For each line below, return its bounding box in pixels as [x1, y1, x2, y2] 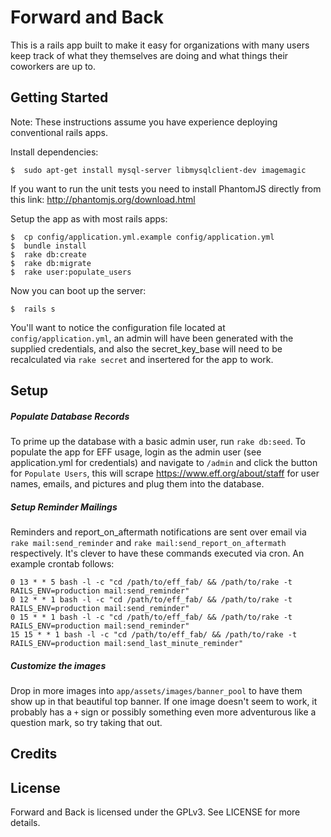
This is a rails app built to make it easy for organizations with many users [10, 39, 310, 51]
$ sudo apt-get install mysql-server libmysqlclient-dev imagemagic [10, 165, 307, 175]
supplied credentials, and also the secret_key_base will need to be [10, 342, 283, 355]
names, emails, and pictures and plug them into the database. [10, 478, 265, 490]
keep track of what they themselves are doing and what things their [10, 49, 289, 61]
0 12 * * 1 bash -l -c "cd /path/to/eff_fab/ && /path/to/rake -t [10, 595, 293, 605]
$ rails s [10, 304, 56, 314]
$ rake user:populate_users [10, 267, 132, 277]
